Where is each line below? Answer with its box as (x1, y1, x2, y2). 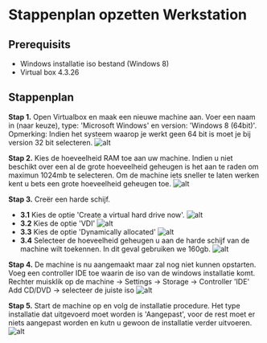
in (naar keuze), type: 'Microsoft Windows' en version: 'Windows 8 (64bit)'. (8, 120, 257, 130)
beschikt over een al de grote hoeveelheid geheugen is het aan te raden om (8, 161, 259, 171)
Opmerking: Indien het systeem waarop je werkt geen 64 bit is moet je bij (8, 129, 251, 138)
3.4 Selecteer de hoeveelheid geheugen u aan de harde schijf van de (19, 235, 250, 245)
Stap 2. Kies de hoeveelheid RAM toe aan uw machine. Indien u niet (8, 153, 233, 162)
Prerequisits (8, 38, 71, 51)
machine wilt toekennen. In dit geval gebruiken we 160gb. (19, 243, 212, 254)
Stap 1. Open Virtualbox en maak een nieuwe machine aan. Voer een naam (8, 112, 256, 121)
